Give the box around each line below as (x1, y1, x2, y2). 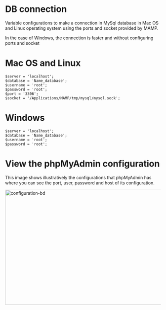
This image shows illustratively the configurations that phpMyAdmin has (5, 174, 152, 180)
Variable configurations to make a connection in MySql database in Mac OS (5, 20, 159, 26)
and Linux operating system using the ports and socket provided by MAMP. (5, 25, 159, 31)
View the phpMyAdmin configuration (5, 158, 160, 169)
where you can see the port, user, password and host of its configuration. (5, 180, 155, 186)
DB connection (5, 3, 67, 15)
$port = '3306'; (5, 91, 39, 96)
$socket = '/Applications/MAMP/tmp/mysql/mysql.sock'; (5, 95, 121, 100)
